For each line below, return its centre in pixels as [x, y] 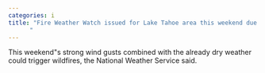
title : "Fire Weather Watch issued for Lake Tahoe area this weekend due [133, 23]
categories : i [32, 15]
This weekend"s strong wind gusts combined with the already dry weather [130, 53]
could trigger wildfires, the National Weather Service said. [103, 60]
